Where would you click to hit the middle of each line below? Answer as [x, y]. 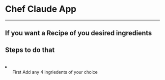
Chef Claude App [41, 9]
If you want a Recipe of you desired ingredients [79, 33]
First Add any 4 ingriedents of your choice [55, 72]
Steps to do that [30, 50]
